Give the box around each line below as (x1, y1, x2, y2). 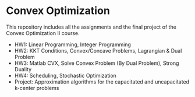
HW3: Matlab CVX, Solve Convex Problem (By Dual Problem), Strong (14, 60, 179, 67)
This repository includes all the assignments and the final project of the (6, 23, 176, 30)
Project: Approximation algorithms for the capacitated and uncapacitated (14, 78, 190, 85)
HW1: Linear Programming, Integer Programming (14, 41, 131, 48)
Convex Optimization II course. (6, 29, 80, 36)
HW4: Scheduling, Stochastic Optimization (14, 72, 116, 79)
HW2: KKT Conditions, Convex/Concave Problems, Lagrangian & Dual (14, 47, 182, 54)
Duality (14, 65, 32, 72)
